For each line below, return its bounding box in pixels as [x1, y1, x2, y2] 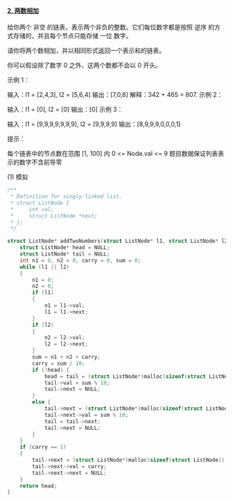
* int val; [10, 206, 54, 213]
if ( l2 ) [32, 321, 54, 328]
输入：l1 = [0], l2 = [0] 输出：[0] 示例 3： [7, 105, 123, 114]
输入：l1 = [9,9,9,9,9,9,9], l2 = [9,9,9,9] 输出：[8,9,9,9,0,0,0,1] [7, 120, 181, 128]
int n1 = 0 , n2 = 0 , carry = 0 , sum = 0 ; [19, 257, 141, 264]
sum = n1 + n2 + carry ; [32, 354, 101, 361]
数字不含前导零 [19, 158, 62, 166]
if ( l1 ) [32, 289, 54, 296]
